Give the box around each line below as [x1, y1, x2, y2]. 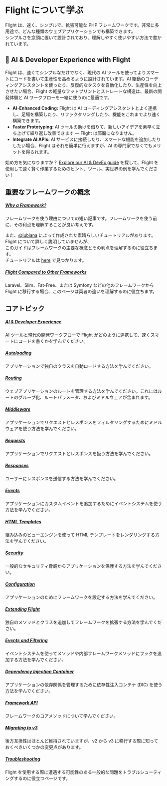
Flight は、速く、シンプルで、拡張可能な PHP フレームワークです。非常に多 [5, 22, 160, 28]
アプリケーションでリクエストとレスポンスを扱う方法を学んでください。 [5, 451, 154, 457]
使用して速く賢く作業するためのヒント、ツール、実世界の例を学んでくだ [5, 165, 154, 171]
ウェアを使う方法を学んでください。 [5, 426, 80, 432]
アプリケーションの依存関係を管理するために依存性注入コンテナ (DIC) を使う [5, 682, 163, 688]
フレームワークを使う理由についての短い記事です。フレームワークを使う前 [5, 215, 158, 221]
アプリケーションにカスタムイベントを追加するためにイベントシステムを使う [5, 501, 163, 507]
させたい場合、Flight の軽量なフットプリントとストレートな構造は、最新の [5, 88, 158, 94]
